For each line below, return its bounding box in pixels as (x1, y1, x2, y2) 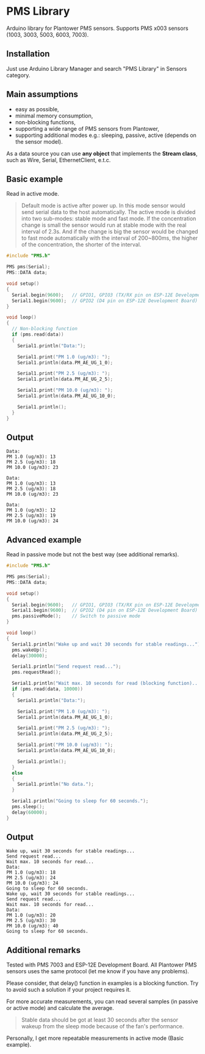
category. (6, 72, 31, 79)
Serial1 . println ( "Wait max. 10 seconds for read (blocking (12, 680, 165, 687)
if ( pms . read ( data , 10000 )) (12, 686, 84, 692)
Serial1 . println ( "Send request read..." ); (12, 663, 121, 670)
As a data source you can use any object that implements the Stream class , (6, 150, 198, 157)
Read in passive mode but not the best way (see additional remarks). (6, 551, 179, 558)
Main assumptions (6, 89, 78, 100)
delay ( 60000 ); (12, 809, 48, 816)
